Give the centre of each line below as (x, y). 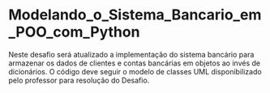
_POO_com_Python (74, 32)
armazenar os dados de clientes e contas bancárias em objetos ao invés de (135, 63)
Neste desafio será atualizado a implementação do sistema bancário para (131, 54)
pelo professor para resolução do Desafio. (79, 80)
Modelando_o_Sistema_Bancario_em (135, 15)
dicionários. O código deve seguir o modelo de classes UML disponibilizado (135, 71)
